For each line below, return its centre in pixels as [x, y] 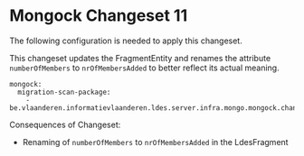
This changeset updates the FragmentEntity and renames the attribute [140, 58]
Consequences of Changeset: [65, 124]
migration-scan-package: [64, 92]
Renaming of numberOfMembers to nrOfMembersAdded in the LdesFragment [155, 142]
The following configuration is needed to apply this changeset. [126, 41]
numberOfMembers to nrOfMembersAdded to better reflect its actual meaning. [144, 68]
